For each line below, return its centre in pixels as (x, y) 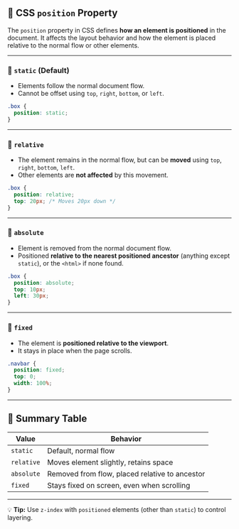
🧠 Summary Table (47, 419)
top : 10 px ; (30, 289)
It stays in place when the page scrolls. (75, 350)
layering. (20, 517)
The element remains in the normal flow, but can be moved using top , (119, 160)
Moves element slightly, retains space (110, 462)
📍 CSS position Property (63, 13)
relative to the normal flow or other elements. (74, 45)
